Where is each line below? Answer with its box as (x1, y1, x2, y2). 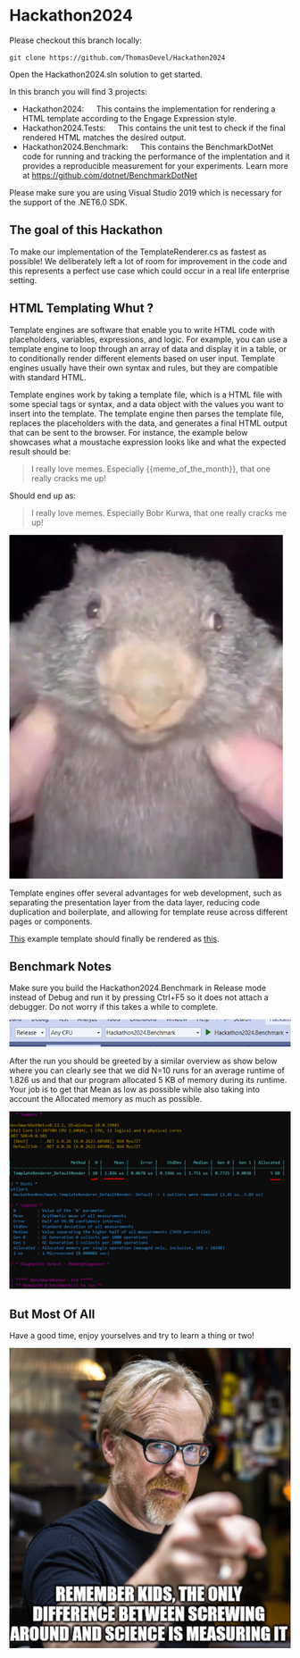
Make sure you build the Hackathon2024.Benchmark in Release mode (9, 983, 266, 994)
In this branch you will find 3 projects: (9, 86, 147, 96)
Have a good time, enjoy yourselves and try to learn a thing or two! (9, 1330, 254, 1341)
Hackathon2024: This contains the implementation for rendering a (21, 104, 276, 114)
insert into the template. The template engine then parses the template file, (9, 408, 284, 419)
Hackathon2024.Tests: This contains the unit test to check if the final (21, 122, 286, 133)
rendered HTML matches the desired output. (21, 131, 187, 143)
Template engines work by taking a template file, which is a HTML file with (9, 389, 283, 400)
